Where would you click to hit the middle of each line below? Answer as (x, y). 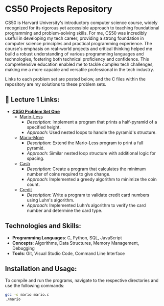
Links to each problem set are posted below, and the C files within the (75, 79)
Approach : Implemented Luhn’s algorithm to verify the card (86, 205)
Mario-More (32, 137)
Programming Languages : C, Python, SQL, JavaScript (67, 238)
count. (33, 184)
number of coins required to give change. (69, 174)
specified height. (44, 127)
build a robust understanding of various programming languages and (75, 54)
